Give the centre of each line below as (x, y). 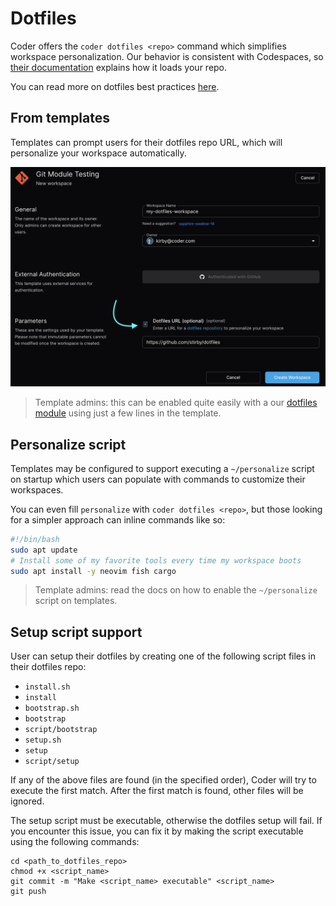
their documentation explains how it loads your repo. (119, 67)
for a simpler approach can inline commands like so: (118, 519)
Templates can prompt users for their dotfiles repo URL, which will (146, 142)
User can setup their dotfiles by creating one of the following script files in (163, 656)
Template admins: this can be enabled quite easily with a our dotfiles (176, 403)
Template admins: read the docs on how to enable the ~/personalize (176, 590)
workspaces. (37, 489)
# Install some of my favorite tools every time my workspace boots (156, 560)
